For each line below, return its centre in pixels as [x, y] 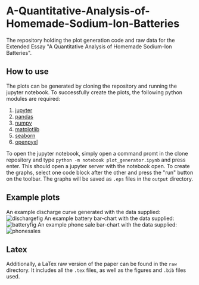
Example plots [33, 198]
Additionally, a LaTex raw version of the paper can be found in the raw [91, 264]
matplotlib [27, 129]
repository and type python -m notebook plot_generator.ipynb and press [96, 160]
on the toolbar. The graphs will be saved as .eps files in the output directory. [100, 179]
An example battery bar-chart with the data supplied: [109, 218]
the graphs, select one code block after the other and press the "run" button [100, 172]
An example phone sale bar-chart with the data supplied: [108, 224]
